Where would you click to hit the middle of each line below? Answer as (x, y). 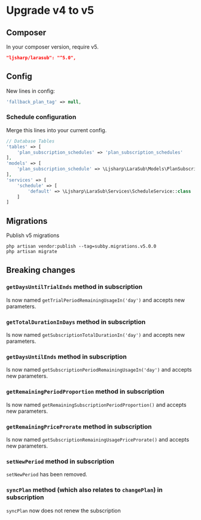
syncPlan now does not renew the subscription (64, 510)
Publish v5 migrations (33, 235)
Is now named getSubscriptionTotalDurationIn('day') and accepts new (96, 335)
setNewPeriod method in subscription (60, 461)
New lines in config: (31, 91)
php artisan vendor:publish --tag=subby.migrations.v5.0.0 (81, 247)
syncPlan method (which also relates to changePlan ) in (85, 490)
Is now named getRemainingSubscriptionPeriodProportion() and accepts (96, 405)
